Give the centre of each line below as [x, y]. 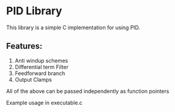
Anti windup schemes [41, 60]
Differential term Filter [41, 67]
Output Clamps [33, 79]
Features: [24, 46]
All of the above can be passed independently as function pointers [88, 91]
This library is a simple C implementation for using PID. [73, 27]
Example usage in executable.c [44, 102]
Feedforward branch [40, 73]
